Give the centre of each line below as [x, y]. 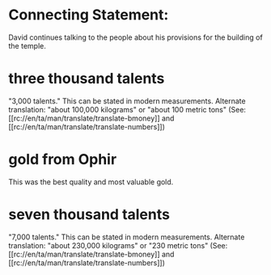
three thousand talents [87, 79]
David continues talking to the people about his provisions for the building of [135, 37]
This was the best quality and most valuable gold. [91, 182]
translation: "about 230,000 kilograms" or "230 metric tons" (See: [118, 245]
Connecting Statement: [89, 15]
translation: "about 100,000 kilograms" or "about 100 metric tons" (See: [127, 109]
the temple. [27, 45]
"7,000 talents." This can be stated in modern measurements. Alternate [127, 237]
